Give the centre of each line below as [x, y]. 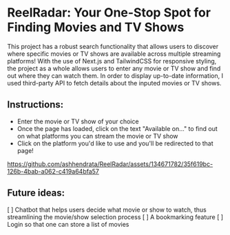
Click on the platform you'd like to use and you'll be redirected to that [115, 143]
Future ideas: [36, 193]
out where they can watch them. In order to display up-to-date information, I [115, 75]
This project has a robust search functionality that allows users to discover [113, 46]
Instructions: [35, 105]
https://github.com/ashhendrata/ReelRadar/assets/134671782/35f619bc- [110, 164]
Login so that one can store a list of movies [68, 224]
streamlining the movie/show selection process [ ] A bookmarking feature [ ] [115, 217]
